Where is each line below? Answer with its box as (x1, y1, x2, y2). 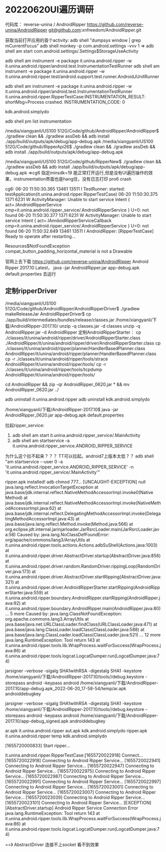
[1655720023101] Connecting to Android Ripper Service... (5, 799, 123, 805)
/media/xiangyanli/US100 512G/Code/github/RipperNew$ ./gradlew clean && (5, 158, 162, 164)
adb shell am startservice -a (12, 437, 70, 443)
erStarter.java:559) (5, 589, 44, 595)
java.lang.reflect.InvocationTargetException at (5, 484, 99, 490)
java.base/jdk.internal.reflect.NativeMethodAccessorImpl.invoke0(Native (5, 489, 154, 495)
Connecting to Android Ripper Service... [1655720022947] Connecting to (5, 763, 155, 769)
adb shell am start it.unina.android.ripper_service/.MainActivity (12, 432, 141, 438)
